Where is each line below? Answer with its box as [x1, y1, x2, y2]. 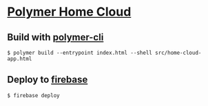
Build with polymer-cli [7, 31, 104, 43]
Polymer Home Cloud [7, 4, 132, 20]
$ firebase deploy [7, 92, 60, 99]
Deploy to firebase [7, 74, 88, 85]
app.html [7, 55, 32, 62]
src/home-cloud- [154, 49, 202, 56]
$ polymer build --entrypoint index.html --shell [7, 49, 153, 56]
